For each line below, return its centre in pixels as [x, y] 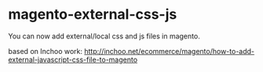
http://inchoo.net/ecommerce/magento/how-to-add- [170, 51]
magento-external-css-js [93, 14]
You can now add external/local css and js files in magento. [104, 36]
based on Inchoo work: [46, 51]
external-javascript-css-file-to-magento [73, 59]
